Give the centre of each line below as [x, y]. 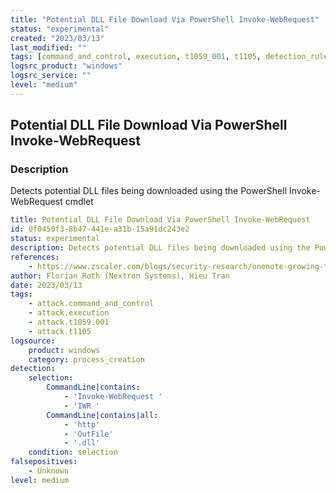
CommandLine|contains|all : [102, 415]
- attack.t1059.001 [69, 322]
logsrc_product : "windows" [66, 66]
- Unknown [49, 471]
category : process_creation [86, 359]
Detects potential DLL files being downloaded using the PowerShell [149, 191]
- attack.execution [69, 313]
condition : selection [73, 452]
